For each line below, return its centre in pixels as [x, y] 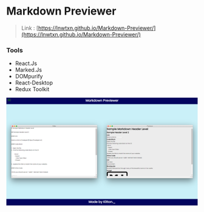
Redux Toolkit [32, 89]
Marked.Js [29, 70]
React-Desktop [34, 83]
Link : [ [30, 28]
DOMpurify [29, 77]
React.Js [26, 63]
